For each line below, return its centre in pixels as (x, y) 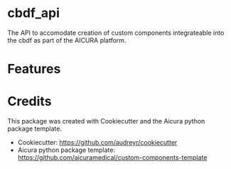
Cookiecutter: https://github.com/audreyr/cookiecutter (97, 143)
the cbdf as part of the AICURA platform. (67, 40)
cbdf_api (34, 13)
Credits (29, 102)
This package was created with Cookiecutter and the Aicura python (106, 121)
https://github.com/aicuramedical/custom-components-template (112, 158)
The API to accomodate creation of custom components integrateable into (116, 33)
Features (34, 69)
